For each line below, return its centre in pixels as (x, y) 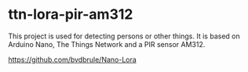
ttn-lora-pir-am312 (71, 14)
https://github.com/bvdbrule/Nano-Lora (73, 59)
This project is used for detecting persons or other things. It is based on (124, 36)
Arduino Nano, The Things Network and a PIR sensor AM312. (107, 44)
